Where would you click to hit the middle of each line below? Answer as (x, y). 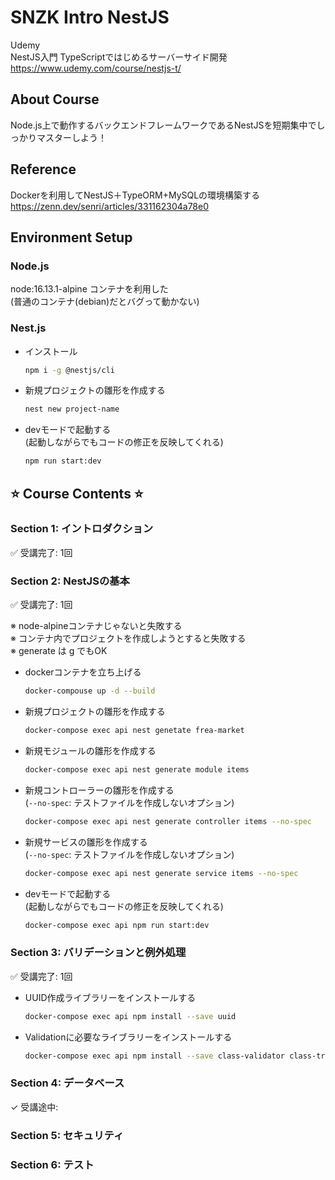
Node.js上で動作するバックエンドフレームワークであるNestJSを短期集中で (163, 125)
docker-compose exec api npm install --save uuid (130, 1016)
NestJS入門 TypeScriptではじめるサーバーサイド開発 (119, 57)
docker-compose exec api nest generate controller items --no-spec (168, 821)
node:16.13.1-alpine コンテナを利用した (89, 289)
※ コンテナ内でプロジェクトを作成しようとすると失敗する (128, 638)
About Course (55, 99)
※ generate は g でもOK (59, 651)
